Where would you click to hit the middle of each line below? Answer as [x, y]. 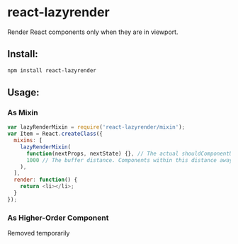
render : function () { [46, 180]
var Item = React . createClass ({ [55, 134]
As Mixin [23, 112]
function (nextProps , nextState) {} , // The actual [102, 153]
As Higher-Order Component [58, 218]
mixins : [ [28, 141]
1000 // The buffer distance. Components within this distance [121, 160]
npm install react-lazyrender [52, 70]
